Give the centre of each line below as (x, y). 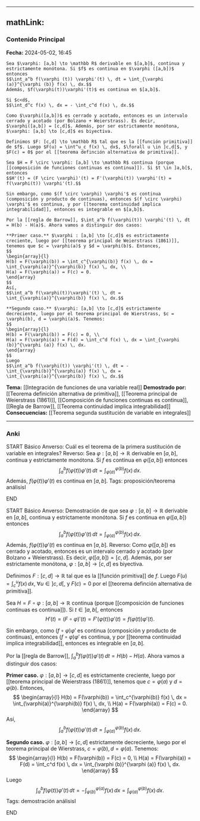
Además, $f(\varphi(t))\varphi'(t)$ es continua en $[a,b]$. (84, 89)
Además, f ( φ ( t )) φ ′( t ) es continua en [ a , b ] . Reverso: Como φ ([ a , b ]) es (91, 545)
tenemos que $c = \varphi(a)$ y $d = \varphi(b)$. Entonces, (84, 246)
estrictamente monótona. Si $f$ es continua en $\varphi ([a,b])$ (90, 69)
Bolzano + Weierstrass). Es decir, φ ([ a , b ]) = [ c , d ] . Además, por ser (89, 557)
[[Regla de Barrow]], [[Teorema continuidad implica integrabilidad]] (88, 406)
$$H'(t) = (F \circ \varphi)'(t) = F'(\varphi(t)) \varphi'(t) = (89, 178)
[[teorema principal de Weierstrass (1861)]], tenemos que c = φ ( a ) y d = (94, 681)
